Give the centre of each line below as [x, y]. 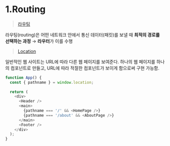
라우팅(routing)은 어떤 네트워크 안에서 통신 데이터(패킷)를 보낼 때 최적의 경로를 [83, 34]
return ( [19, 92]
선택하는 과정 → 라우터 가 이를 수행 [39, 41]
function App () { [24, 78]
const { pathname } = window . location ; [52, 82]
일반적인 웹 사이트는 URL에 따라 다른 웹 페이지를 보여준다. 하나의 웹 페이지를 [80, 61]
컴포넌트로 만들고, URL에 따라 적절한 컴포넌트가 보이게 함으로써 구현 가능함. [85, 68]
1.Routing [26, 9]
